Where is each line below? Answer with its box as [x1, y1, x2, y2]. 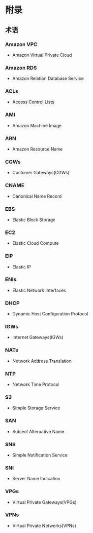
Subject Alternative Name [12, 428, 64, 434]
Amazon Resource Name [12, 146, 63, 152]
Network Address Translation [12, 358, 72, 364]
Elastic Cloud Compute [12, 240, 59, 246]
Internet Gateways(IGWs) [12, 334, 64, 341]
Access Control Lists [12, 99, 55, 105]
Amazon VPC [5, 40, 38, 47]
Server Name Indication [12, 476, 61, 482]
